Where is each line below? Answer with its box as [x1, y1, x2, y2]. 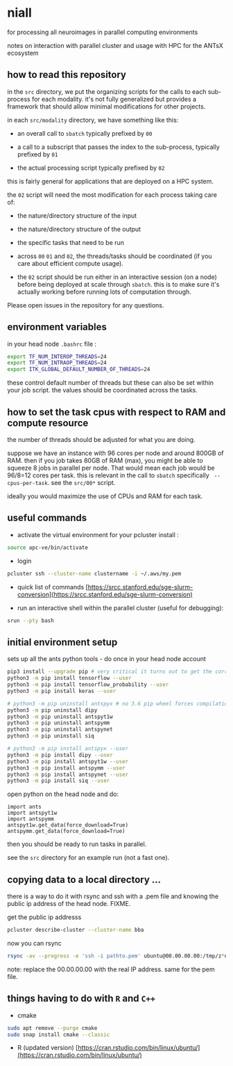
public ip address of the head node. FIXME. [7, 900, 131, 908]
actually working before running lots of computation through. [17, 287, 192, 296]
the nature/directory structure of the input [17, 211, 137, 220]
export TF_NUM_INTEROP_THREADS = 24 [7, 353, 107, 360]
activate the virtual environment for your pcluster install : [17, 530, 179, 539]
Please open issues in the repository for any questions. [7, 301, 164, 309]
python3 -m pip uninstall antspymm [7, 719, 110, 726]
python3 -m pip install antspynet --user [7, 771, 129, 778]
